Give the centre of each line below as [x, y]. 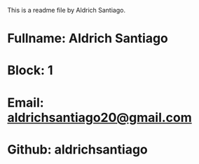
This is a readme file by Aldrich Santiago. [67, 10]
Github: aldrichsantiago [78, 149]
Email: [26, 103]
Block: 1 [30, 70]
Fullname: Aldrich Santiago [88, 39]
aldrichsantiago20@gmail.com [100, 117]
